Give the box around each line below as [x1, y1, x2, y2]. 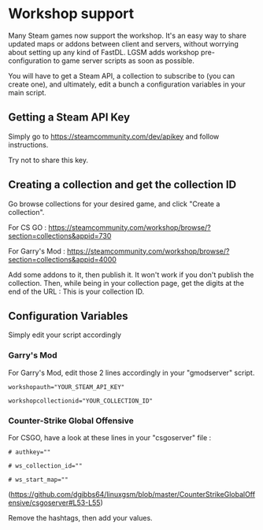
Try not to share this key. [8, 155, 89, 165]
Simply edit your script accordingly [8, 330, 122, 339]
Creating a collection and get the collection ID [8, 178, 237, 191]
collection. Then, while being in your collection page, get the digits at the [8, 278, 244, 287]
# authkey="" [8, 448, 51, 456]
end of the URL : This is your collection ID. [8, 287, 145, 296]
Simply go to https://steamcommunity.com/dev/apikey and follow [8, 132, 220, 141]
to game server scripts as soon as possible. [53, 56, 194, 65]
